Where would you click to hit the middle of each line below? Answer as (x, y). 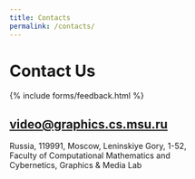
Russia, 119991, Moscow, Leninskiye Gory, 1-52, (98, 146)
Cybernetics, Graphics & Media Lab (76, 165)
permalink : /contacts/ (52, 26)
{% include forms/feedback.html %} (77, 96)
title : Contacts (40, 18)
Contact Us (53, 71)
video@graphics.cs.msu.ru (88, 124)
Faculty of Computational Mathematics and (90, 155)
